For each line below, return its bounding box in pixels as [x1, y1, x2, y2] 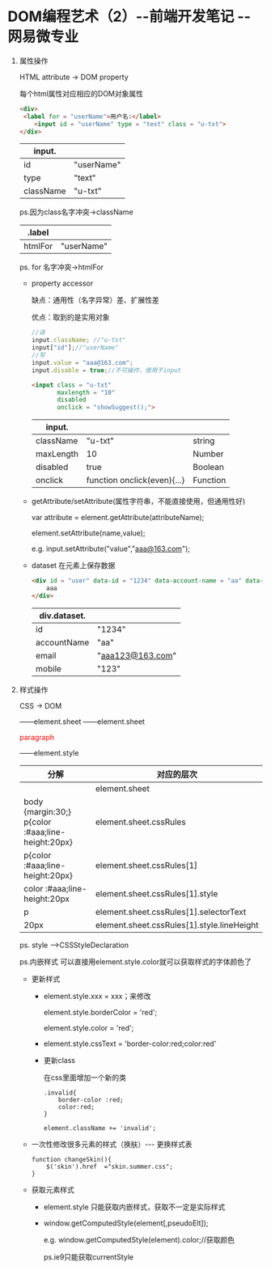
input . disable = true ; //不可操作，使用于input [31, 366, 182, 375]
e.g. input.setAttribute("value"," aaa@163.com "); [31, 544, 191, 554]
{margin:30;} [23, 806, 72, 817]
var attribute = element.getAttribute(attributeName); [31, 513, 205, 523]
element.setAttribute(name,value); [31, 528, 146, 538]
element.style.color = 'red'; [43, 1022, 134, 1032]
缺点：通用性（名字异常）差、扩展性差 [31, 295, 159, 305]
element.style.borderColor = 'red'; [43, 1007, 158, 1017]
